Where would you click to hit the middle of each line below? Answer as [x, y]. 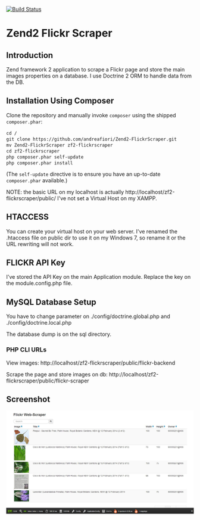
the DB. [15, 82]
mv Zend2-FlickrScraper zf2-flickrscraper [60, 145]
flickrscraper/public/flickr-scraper [48, 381]
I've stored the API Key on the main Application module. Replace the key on [99, 277]
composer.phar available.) [37, 180]
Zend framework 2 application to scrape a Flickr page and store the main [96, 69]
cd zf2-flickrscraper [33, 151]
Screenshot [28, 399]
